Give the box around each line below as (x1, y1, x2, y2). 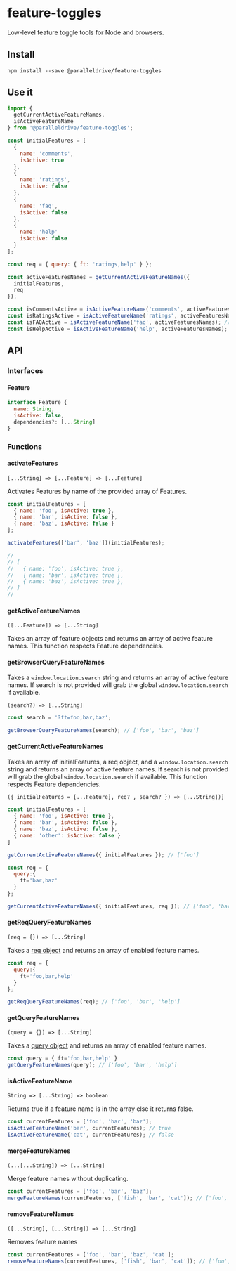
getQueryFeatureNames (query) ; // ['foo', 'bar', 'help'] (7, 1062, 178, 1069)
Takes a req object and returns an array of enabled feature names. (7, 946, 199, 955)
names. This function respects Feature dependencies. (7, 641, 164, 651)
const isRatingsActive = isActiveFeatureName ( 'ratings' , (7, 313, 178, 320)
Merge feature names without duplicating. (7, 1175, 129, 1183)
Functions (7, 441, 42, 451)
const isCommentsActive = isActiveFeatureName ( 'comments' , (7, 306, 184, 313)
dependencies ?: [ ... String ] (13, 418, 96, 426)
